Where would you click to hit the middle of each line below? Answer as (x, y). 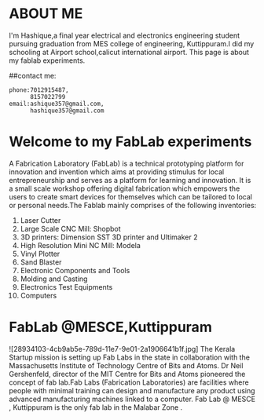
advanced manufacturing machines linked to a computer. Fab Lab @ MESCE (132, 399)
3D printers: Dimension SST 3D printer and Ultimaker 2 (109, 237)
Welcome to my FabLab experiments (130, 142)
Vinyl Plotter (40, 254)
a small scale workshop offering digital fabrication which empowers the (125, 188)
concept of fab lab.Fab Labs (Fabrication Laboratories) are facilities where (129, 382)
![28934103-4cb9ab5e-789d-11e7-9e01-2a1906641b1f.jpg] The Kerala (122, 349)
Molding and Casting (54, 279)
